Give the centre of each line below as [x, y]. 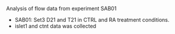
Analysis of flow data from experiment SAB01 [61, 8]
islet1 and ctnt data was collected [55, 26]
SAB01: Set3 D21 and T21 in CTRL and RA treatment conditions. [92, 20]
